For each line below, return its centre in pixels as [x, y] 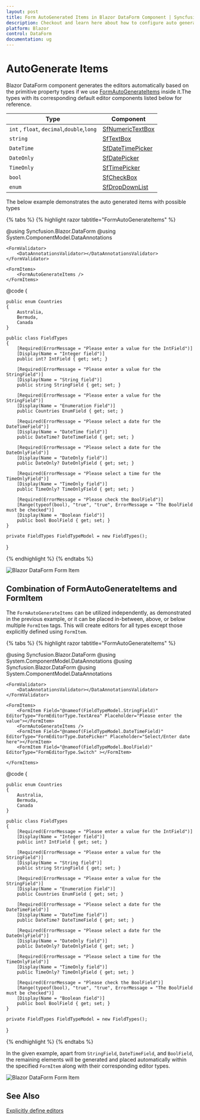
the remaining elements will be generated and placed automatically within [96, 1059]
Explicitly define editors [35, 1110]
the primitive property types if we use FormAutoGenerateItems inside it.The [99, 91]
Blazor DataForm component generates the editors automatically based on [98, 85]
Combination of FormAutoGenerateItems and [92, 589]
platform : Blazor [28, 28]
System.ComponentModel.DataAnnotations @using [69, 661]
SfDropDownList [125, 187]
